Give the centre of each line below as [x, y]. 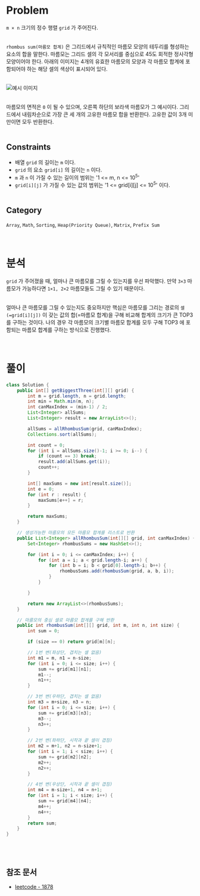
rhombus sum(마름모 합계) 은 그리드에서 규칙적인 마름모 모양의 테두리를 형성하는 [98, 46]
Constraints [29, 147]
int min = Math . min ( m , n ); [61, 402]
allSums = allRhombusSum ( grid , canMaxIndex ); [85, 429]
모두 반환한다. [38, 121]
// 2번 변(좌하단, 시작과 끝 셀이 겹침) [70, 741]
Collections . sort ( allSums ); [62, 434]
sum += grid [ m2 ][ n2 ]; [65, 757]
